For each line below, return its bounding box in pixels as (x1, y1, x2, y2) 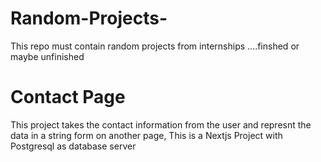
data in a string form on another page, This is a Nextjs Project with (10, 129, 283, 141)
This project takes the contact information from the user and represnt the (10, 118, 312, 131)
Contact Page (10, 86, 126, 109)
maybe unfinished (10, 50, 85, 62)
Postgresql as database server (10, 140, 137, 152)
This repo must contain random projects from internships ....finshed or (10, 40, 300, 52)
